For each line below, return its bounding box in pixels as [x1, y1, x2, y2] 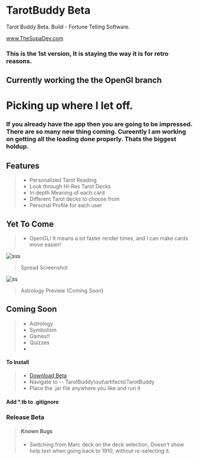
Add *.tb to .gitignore [6, 398, 59, 405]
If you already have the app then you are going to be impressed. [6, 120, 193, 128]
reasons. [6, 57, 33, 65]
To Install [6, 359, 30, 366]
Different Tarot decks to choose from [29, 195, 120, 202]
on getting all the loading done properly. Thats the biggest [6, 135, 177, 143]
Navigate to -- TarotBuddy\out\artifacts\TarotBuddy [29, 378, 155, 385]
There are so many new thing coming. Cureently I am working [6, 128, 186, 136]
